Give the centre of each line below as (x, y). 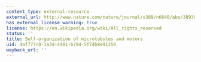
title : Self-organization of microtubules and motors (75, 39)
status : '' (20, 34)
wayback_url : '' (26, 50)
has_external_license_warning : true (52, 22)
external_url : (24, 17)
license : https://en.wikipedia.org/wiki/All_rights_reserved (84, 28)
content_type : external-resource (48, 12)
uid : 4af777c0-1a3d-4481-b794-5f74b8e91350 (61, 45)
